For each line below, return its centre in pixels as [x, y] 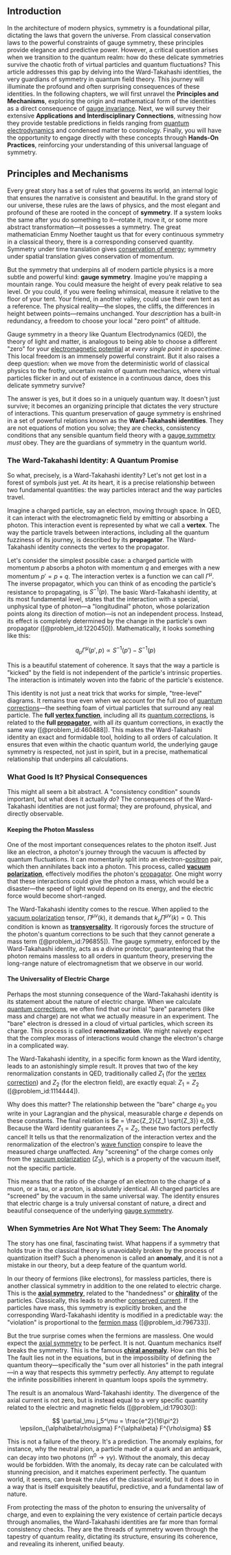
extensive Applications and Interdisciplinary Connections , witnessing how [114, 116]
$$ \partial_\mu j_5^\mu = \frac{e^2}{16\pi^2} [115, 1421]
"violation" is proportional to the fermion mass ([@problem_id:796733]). [109, 1322]
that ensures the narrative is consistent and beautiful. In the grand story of [112, 197]
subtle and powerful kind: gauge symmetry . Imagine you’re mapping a [107, 277]
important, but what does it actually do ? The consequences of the [100, 799]
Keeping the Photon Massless [51, 829]
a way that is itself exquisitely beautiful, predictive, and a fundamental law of [115, 1486]
